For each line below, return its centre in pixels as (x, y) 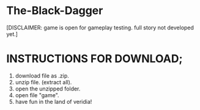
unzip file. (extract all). (43, 82)
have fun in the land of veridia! (54, 101)
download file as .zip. (42, 75)
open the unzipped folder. (48, 89)
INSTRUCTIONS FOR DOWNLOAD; (94, 59)
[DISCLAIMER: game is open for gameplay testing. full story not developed (100, 28)
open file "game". (37, 95)
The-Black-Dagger (55, 11)
